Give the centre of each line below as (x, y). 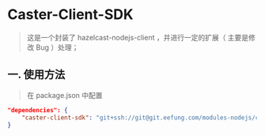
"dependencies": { (38, 110)
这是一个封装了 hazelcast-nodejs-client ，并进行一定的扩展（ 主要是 (138, 37)
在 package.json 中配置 (65, 95)
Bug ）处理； (57, 47)
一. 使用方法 (36, 75)
